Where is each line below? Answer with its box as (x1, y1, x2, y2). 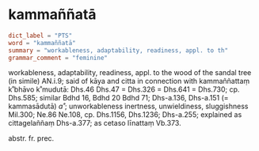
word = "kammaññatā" (8, 39, 77, 47)
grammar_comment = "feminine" (8, 54, 109, 62)
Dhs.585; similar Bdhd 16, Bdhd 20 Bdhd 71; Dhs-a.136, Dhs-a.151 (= (8, 93, 229, 103)
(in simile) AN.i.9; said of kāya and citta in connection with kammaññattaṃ (8, 77, 250, 86)
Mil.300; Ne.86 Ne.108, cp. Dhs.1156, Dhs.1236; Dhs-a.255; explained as (8, 110, 242, 119)
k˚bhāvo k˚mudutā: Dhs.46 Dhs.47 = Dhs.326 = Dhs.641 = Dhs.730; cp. (8, 85, 240, 94)
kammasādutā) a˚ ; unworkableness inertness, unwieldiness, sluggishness (8, 101, 249, 111)
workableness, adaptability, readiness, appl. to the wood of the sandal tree (8, 68, 252, 77)
